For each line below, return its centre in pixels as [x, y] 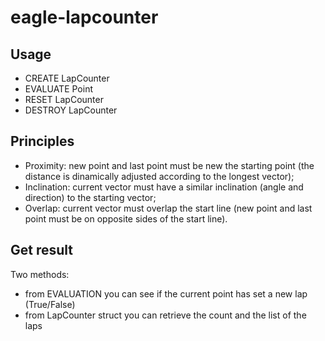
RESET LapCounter [64, 99]
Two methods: [40, 274]
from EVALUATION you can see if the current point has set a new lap [166, 293]
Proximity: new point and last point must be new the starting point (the [169, 165]
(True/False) [50, 304]
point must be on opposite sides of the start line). [126, 218]
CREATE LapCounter [67, 78]
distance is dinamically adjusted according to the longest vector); [159, 176]
